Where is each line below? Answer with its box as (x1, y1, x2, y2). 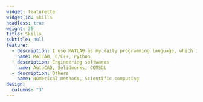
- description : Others (11, 70, 69, 76)
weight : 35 (6, 25, 34, 32)
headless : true (6, 20, 45, 26)
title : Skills (6, 31, 42, 37)
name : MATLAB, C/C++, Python (17, 53, 91, 59)
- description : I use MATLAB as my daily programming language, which (11, 48, 193, 54)
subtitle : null (6, 37, 45, 43)
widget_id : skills (6, 14, 53, 20)
